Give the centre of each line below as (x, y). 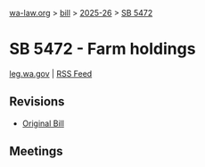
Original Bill (43, 123)
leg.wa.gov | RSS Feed (51, 73)
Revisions (37, 102)
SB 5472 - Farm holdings (102, 49)
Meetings (37, 151)
